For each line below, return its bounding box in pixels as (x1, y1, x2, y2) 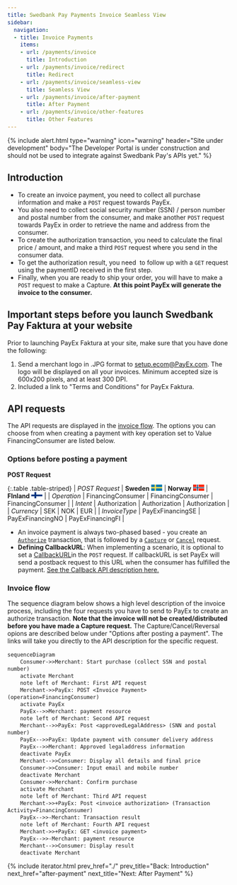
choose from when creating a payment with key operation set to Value (7, 429, 212, 438)
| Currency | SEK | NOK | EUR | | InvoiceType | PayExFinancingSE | (7, 507, 200, 515)
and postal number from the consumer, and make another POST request (17, 213, 225, 221)
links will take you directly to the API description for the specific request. (7, 637, 219, 645)
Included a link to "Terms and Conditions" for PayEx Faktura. (17, 382, 195, 391)
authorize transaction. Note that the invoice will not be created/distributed (7, 614, 228, 623)
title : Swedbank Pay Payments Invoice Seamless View (7, 11, 166, 18)
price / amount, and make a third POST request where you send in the (17, 243, 218, 251)
